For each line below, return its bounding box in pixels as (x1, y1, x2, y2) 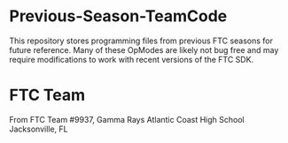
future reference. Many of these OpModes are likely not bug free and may (9, 44, 279, 55)
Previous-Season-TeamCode (9, 6, 228, 26)
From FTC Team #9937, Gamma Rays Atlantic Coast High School (9, 114, 245, 124)
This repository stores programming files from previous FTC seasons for (9, 35, 273, 46)
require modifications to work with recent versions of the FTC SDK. (9, 54, 254, 64)
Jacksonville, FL (9, 124, 68, 134)
